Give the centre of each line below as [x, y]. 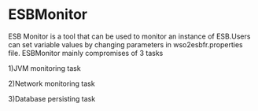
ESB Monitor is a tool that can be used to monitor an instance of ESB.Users [129, 36]
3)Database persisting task [52, 98]
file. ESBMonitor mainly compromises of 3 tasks [86, 53]
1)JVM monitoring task [44, 68]
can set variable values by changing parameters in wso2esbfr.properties [125, 44]
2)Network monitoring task [52, 83]
